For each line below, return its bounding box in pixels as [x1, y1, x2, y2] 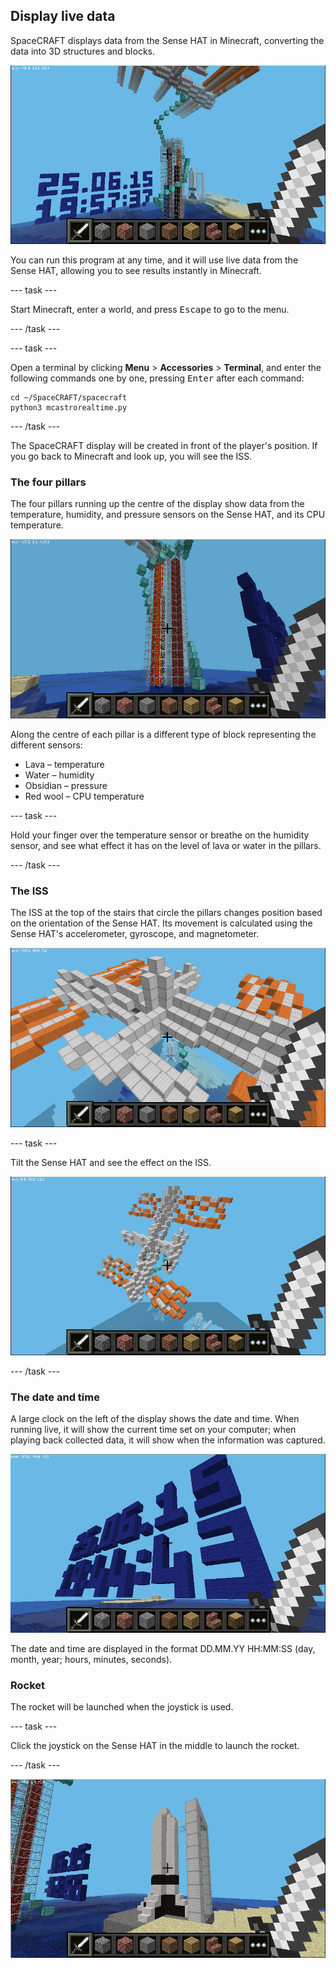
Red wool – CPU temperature [24, 790, 145, 802]
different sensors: [10, 739, 83, 751]
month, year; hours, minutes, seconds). [10, 1653, 173, 1665]
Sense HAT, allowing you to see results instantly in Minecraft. [10, 265, 262, 277]
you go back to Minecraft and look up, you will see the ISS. [10, 450, 253, 463]
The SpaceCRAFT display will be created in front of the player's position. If [10, 440, 318, 452]
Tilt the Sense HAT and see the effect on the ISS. [10, 1156, 212, 1168]
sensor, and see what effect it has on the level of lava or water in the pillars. [10, 839, 322, 851]
